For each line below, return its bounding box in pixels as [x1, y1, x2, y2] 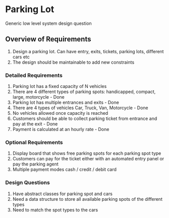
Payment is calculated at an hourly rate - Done [12, 126, 109, 133]
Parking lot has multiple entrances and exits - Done [12, 100, 120, 106]
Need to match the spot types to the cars [12, 206, 98, 213]
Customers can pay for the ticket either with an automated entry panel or [12, 156, 164, 162]
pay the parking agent [12, 161, 59, 167]
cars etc [12, 54, 30, 60]
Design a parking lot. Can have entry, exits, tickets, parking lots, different [12, 48, 164, 54]
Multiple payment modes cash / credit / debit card [12, 166, 117, 172]
